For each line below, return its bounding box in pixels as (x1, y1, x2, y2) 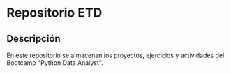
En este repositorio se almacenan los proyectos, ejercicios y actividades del (6, 51, 225, 59)
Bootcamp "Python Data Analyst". (6, 59, 104, 67)
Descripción (6, 33, 61, 45)
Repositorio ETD (6, 5, 103, 21)
